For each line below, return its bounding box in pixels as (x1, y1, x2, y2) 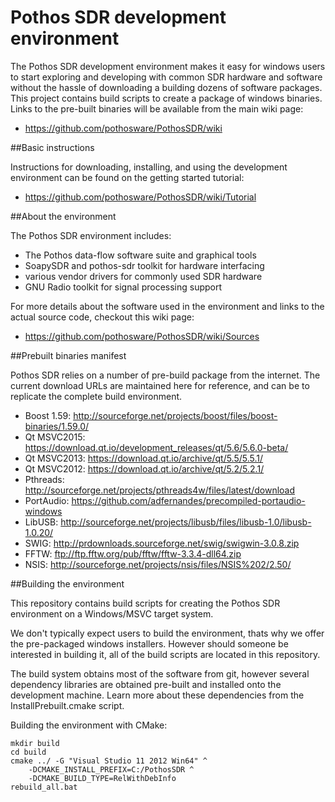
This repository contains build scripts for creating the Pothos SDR (10, 597, 281, 609)
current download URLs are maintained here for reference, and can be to (10, 379, 310, 391)
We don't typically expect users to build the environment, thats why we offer (10, 627, 325, 639)
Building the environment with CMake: (10, 719, 168, 731)
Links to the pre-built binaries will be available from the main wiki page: (10, 102, 304, 115)
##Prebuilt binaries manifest (10, 349, 127, 361)
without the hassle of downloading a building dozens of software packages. (10, 81, 323, 93)
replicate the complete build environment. (10, 390, 183, 402)
